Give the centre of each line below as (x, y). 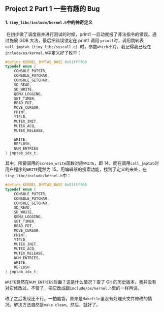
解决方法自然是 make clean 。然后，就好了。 (57, 305)
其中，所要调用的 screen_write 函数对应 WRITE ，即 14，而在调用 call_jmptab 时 (82, 163)
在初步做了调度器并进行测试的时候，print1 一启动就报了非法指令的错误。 (79, 34)
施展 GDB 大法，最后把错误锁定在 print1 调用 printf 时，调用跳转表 (77, 40)
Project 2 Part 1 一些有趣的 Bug (52, 9)
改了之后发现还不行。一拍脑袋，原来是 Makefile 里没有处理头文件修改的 (77, 298)
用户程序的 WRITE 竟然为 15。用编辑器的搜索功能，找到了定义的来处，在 (76, 169)
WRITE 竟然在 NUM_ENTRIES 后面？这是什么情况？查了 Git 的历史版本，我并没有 (81, 281)
